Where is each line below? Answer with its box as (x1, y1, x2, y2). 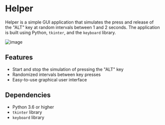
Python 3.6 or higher (12, 104, 54, 110)
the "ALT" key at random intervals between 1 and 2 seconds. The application (5, 24, 160, 30)
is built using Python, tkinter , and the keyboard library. (5, 29, 116, 35)
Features (5, 53, 33, 62)
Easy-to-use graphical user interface (12, 76, 87, 82)
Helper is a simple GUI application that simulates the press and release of (5, 19, 154, 25)
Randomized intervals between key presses (12, 72, 101, 77)
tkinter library (12, 109, 42, 115)
